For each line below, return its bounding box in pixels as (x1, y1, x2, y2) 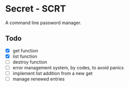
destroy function (12, 59, 47, 65)
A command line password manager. (5, 20, 82, 26)
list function (12, 53, 37, 59)
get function (12, 47, 38, 53)
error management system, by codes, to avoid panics (12, 64, 124, 70)
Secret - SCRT (5, 3, 66, 15)
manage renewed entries (12, 76, 65, 82)
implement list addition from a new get (12, 70, 93, 76)
